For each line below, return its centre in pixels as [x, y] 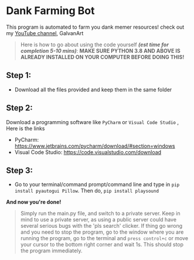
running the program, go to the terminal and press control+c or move [104, 238]
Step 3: [20, 170]
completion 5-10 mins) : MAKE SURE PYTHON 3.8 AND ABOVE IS [100, 50]
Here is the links [25, 128]
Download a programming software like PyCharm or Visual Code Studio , [92, 122]
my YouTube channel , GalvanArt [45, 33]
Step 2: [20, 108]
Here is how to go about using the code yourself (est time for [94, 45]
